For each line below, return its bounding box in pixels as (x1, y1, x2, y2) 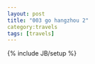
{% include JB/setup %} (7, 49, 77, 58)
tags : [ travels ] (7, 30, 54, 37)
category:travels (7, 23, 58, 30)
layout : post (7, 10, 45, 18)
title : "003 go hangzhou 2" (7, 17, 89, 24)
